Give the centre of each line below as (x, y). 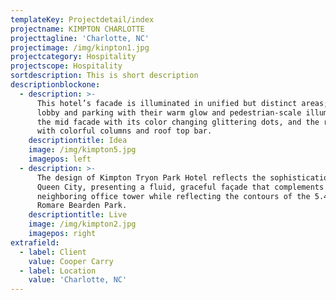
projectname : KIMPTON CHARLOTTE (77, 29)
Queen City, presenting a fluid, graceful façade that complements (180, 187)
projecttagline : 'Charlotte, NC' (80, 38)
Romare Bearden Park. (82, 206)
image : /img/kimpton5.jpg (82, 150)
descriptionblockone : (55, 85)
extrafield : (35, 242)
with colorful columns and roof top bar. (124, 131)
